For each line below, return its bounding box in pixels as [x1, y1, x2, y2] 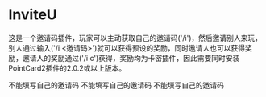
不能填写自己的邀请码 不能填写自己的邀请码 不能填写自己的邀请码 [8, 80, 224, 90]
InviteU [8, 6, 58, 24]
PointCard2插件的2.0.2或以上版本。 [8, 63, 127, 73]
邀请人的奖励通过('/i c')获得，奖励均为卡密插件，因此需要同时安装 [22, 53, 240, 63]
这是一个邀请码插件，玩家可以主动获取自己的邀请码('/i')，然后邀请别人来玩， [8, 33, 263, 42]
